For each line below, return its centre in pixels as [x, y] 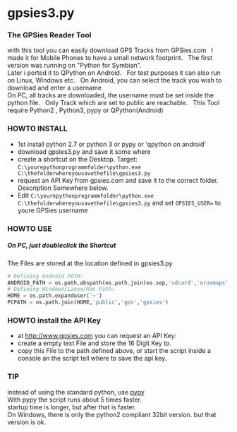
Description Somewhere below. [63, 188]
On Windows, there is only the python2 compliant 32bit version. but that [112, 414]
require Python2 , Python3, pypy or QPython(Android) [85, 110]
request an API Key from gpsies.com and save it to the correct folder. [118, 180]
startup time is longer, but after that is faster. [72, 407]
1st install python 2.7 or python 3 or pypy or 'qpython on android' [112, 144]
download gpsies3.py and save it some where [84, 151]
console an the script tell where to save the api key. [92, 359]
